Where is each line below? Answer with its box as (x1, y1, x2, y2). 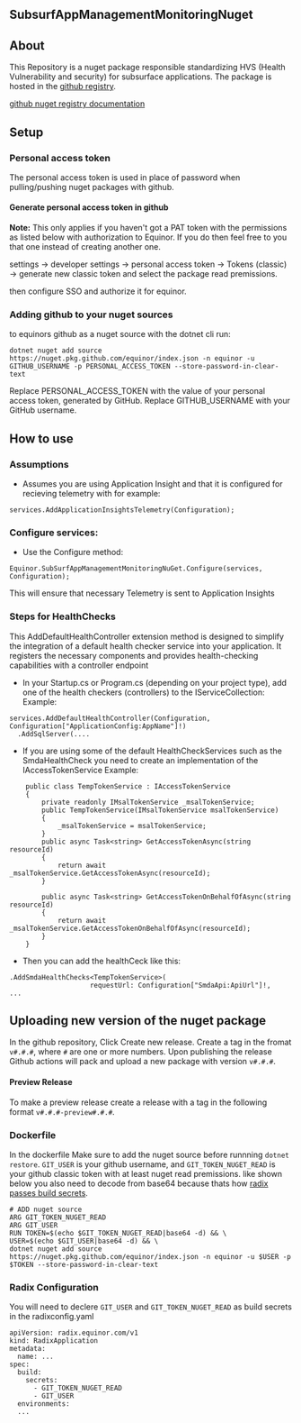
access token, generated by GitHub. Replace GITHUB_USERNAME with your (9, 396, 290, 406)
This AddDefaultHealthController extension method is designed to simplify (9, 631, 285, 642)
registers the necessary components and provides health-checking (9, 650, 259, 661)
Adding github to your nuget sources (9, 308, 173, 321)
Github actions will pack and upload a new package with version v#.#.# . (9, 1056, 277, 1067)
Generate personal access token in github (9, 202, 169, 213)
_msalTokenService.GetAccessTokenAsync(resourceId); (9, 869, 211, 878)
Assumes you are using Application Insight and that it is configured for (22, 479, 283, 489)
